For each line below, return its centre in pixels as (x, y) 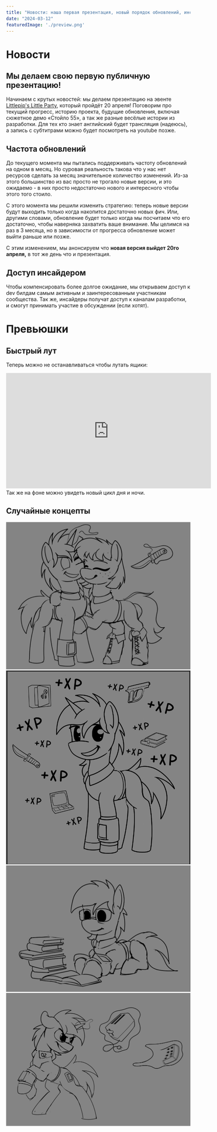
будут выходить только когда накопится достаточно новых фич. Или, (92, 212)
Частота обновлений (46, 149)
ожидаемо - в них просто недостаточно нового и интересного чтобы (92, 188)
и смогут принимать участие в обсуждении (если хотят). (77, 305)
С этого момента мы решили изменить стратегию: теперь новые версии (97, 206)
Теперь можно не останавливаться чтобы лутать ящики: (77, 365)
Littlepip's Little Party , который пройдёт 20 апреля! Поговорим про (89, 106)
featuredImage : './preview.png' (45, 25)
